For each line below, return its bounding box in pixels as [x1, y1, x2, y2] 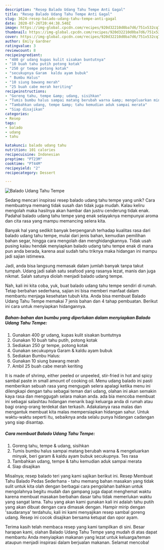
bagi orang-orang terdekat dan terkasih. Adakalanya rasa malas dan [5, 404, 142, 410]
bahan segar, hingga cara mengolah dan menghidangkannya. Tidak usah [5, 238, 152, 244]
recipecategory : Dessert [5, 170, 56, 175]
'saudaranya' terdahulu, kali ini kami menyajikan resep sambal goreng [5, 509, 145, 515]
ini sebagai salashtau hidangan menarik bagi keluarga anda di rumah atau [5, 399, 153, 405]
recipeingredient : [5, 52, 42, 58]
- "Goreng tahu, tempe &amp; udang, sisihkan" [5, 93, 102, 98]
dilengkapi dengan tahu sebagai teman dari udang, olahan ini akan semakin [5, 388, 157, 394]
